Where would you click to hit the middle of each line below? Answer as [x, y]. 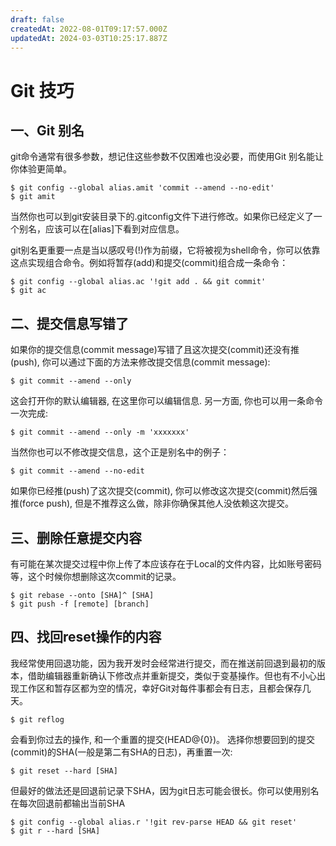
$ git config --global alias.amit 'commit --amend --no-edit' [142, 188]
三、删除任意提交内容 [76, 537]
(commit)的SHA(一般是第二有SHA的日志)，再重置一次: [121, 752]
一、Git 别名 [47, 130]
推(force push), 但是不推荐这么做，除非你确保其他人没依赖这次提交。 [152, 503]
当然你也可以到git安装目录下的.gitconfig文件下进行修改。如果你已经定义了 [162, 217]
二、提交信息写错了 [69, 323]
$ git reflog [37, 719]
